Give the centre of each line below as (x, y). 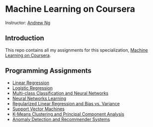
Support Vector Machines (38, 109)
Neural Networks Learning (39, 98)
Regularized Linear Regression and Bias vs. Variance (66, 103)
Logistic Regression (32, 88)
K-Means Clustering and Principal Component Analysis (68, 114)
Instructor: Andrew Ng (28, 23)
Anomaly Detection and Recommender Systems (61, 119)
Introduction (25, 38)
